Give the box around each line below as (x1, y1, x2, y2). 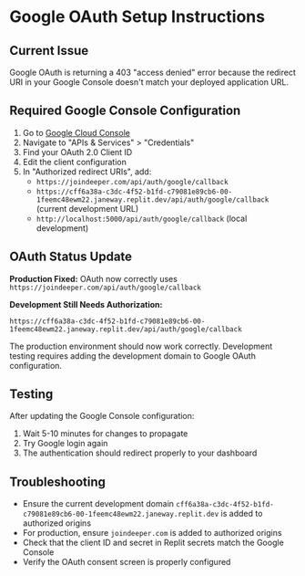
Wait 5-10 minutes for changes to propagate (22, 428, 188, 439)
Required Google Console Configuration (9, 103, 241, 119)
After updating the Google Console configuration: (9, 411, 195, 422)
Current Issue (9, 43, 89, 58)
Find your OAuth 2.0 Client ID (22, 146, 133, 157)
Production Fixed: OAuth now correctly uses (9, 273, 178, 284)
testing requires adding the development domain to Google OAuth (9, 350, 257, 361)
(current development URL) (36, 203, 139, 214)
